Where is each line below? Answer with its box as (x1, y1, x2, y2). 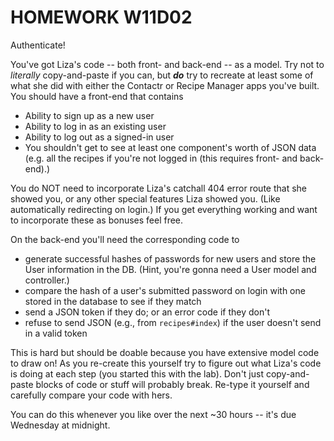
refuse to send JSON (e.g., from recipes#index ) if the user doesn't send (24, 316, 322, 328)
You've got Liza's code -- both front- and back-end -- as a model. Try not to (10, 58, 325, 70)
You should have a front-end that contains (10, 90, 184, 102)
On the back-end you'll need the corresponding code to (10, 233, 240, 245)
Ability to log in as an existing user (24, 120, 167, 132)
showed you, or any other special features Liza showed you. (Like (10, 192, 281, 205)
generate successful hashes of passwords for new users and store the (24, 252, 317, 265)
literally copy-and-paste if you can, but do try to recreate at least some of (10, 69, 314, 81)
